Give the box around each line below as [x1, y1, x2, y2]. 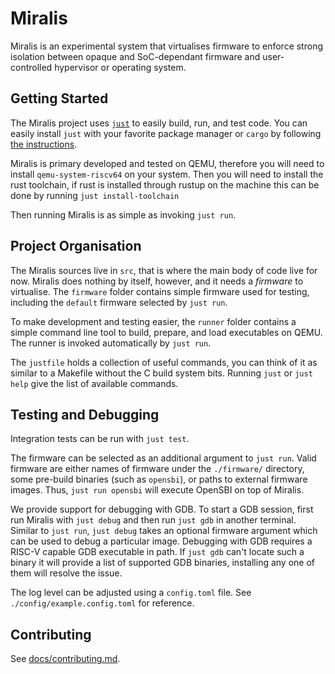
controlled [10, 61, 53, 73]
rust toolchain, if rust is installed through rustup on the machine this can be [10, 178, 320, 191]
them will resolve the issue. [10, 567, 123, 579]
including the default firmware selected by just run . [10, 296, 228, 308]
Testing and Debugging [10, 406, 160, 423]
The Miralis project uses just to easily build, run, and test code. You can [10, 117, 308, 129]
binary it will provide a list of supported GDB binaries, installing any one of [10, 557, 316, 569]
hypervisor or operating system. [54, 61, 187, 73]
